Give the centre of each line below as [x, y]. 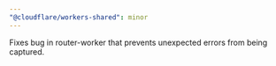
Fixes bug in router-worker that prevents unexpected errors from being [138, 42]
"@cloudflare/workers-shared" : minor [79, 17]
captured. [27, 51]
